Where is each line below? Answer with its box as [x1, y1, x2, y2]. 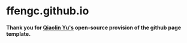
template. [6, 30, 31, 37]
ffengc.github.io [6, 4, 89, 18]
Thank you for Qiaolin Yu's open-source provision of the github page [6, 24, 182, 31]
